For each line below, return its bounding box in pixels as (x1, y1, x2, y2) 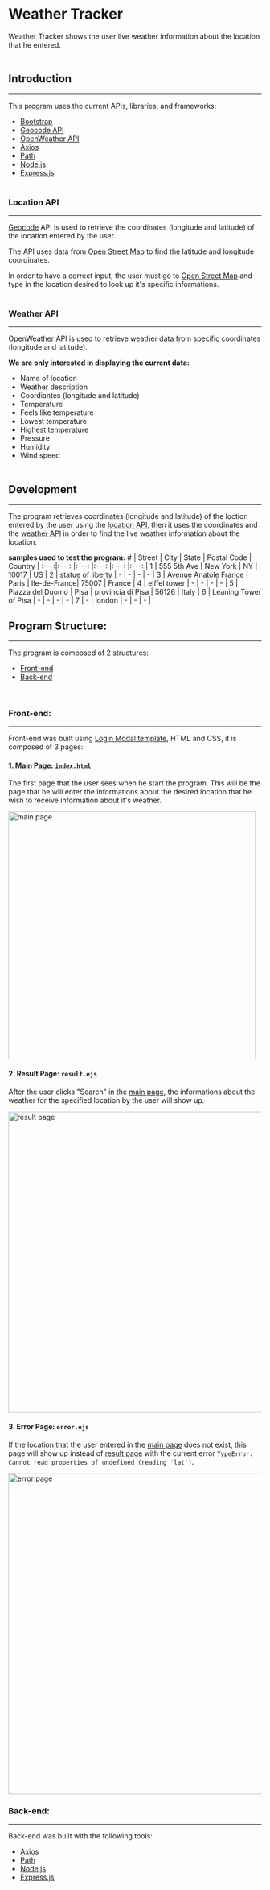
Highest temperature (19, 425, 89, 435)
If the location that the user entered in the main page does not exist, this (8, 1440, 247, 1449)
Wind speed (19, 450, 60, 460)
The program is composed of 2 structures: (8, 648, 149, 657)
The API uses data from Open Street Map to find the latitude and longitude (8, 247, 255, 256)
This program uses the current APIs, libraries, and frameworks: (8, 101, 217, 110)
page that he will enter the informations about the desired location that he (8, 787, 252, 797)
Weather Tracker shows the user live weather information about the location (8, 31, 260, 41)
